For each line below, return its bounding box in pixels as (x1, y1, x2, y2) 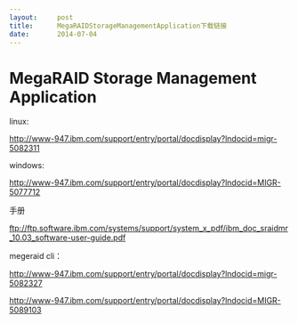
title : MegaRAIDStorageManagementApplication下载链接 (9, 21, 228, 30)
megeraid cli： (9, 251, 62, 262)
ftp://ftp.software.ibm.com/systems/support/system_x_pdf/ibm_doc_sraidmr (9, 223, 289, 234)
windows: (9, 160, 44, 171)
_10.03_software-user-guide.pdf (9, 232, 126, 243)
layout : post (9, 12, 74, 22)
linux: (9, 117, 29, 127)
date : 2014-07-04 (9, 29, 98, 38)
